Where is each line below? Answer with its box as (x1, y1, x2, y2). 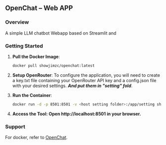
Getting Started (5, 42, 43, 49)
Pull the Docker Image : (12, 53, 60, 59)
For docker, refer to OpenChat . (5, 135, 68, 141)
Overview (5, 19, 29, 26)
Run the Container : (12, 92, 52, 98)
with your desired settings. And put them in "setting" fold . (12, 83, 133, 89)
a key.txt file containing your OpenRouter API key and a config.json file (12, 77, 157, 83)
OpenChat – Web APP (5, 4, 73, 12)
